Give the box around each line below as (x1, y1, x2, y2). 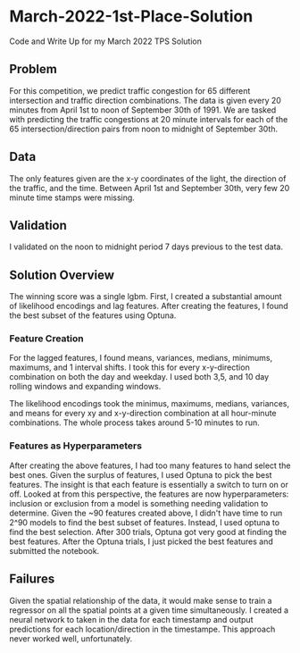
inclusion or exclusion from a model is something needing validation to (9, 498, 269, 508)
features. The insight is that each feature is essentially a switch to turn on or (9, 479, 288, 490)
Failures (9, 572, 55, 587)
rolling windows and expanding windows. (9, 381, 162, 392)
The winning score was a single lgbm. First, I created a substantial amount (9, 291, 283, 302)
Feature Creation (9, 332, 84, 345)
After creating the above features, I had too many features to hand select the (9, 460, 291, 471)
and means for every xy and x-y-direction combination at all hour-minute (9, 408, 277, 419)
